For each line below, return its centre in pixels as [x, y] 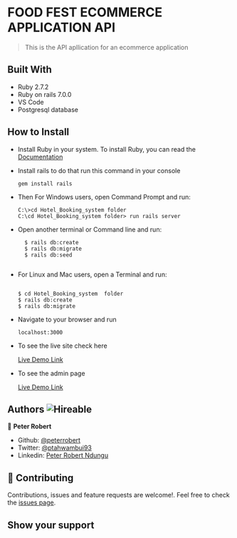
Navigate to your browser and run [67, 319]
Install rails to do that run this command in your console [99, 170]
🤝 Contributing [41, 478]
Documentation [40, 157]
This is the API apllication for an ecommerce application [106, 47]
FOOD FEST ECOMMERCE [85, 12]
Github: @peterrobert [49, 440]
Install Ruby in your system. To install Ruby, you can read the [106, 149]
